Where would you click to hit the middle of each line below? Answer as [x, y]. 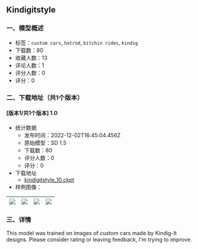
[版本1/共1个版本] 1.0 [32, 113]
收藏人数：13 [31, 57]
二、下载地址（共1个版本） [45, 97]
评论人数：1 [29, 65]
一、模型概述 [25, 28]
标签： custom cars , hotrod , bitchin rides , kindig [76, 42]
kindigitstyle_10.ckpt [49, 179]
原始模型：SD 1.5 [45, 143]
